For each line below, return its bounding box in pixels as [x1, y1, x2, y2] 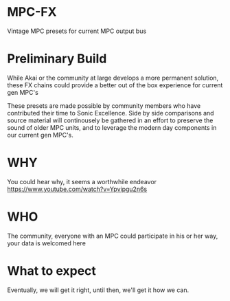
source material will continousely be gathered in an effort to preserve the [7, 116, 214, 124]
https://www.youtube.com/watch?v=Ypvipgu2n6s [7, 185, 148, 193]
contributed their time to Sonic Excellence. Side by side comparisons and [7, 109, 214, 117]
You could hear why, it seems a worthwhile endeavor [7, 177, 157, 186]
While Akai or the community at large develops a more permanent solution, [7, 74, 219, 82]
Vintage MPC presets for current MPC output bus [7, 27, 147, 35]
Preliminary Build [7, 51, 107, 67]
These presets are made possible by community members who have [7, 101, 201, 110]
